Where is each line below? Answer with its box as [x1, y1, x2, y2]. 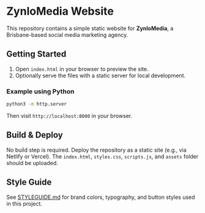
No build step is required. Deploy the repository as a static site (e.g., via [6, 146, 187, 153]
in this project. [6, 199, 43, 207]
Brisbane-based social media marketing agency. [6, 31, 129, 38]
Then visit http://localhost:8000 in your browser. [6, 112, 133, 119]
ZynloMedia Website [6, 4, 114, 18]
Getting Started [6, 49, 67, 60]
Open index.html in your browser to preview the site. [15, 65, 149, 72]
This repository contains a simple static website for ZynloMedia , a [6, 25, 174, 32]
